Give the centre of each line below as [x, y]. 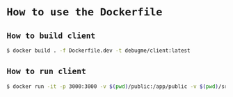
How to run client [46, 71]
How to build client [51, 35]
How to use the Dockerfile [85, 12]
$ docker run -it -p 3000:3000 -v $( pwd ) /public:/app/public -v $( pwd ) [112, 86]
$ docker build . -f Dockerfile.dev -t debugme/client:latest [98, 51]
